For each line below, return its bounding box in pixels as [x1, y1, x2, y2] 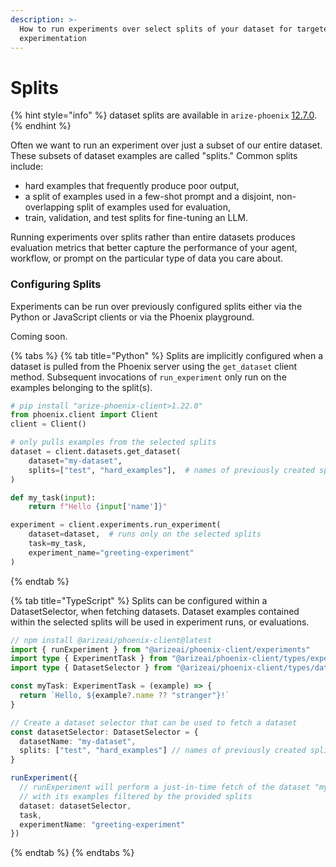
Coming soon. [10, 330, 68, 342]
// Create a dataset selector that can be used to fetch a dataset [10, 717, 298, 728]
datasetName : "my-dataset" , [19, 736, 137, 746]
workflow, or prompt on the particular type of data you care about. [10, 252, 284, 265]
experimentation [19, 33, 87, 43]
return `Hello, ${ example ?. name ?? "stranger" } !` [19, 691, 230, 701]
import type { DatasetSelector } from [10, 663, 172, 673]
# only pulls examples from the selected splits [10, 437, 217, 448]
